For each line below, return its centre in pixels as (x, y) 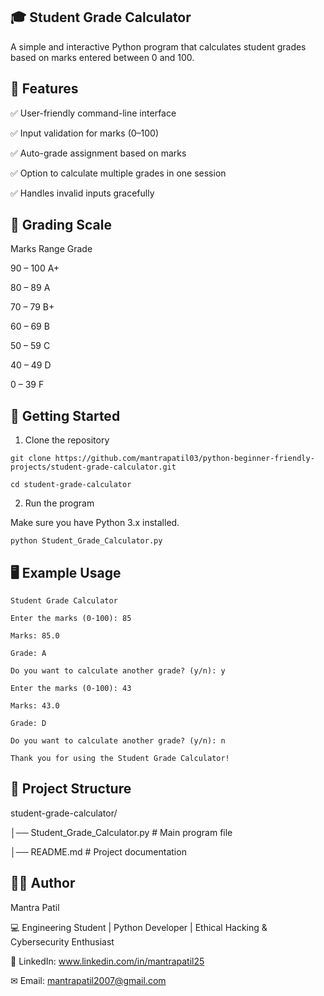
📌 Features (44, 89)
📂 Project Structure (71, 789)
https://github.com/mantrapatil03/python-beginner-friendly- (184, 459)
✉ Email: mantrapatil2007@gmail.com (88, 980)
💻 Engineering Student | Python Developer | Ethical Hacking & (139, 927)
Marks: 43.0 (35, 706)
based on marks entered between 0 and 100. (102, 57)
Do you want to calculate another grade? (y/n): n (118, 741)
